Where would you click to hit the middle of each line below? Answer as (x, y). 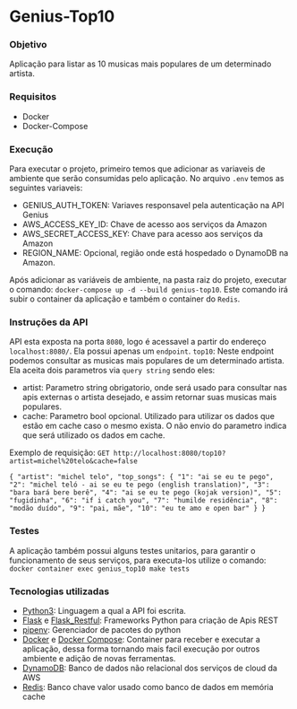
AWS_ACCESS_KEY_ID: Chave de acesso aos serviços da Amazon (144, 224)
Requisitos (33, 97)
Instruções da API (49, 322)
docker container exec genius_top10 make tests (100, 569)
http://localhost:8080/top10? (170, 454)
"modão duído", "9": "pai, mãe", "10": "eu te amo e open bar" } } (138, 509)
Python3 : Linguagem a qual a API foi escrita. (104, 610)
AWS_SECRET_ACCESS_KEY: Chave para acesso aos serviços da (143, 234)
